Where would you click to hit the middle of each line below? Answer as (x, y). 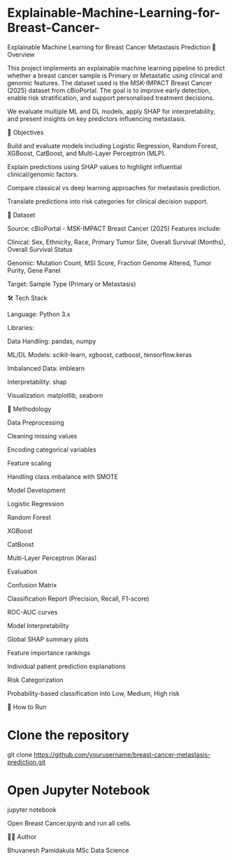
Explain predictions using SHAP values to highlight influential (95, 166)
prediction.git (26, 762)
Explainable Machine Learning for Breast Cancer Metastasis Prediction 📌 (112, 47)
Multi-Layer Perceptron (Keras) (52, 558)
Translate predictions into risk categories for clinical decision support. (108, 201)
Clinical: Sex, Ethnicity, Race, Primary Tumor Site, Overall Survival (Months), (116, 242)
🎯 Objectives (26, 132)
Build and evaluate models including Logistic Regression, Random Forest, (113, 145)
